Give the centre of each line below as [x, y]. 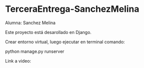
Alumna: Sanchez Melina [30, 23]
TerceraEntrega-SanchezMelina [72, 9]
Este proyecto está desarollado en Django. [48, 32]
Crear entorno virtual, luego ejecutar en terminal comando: [65, 42]
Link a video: [18, 61]
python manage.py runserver [35, 51]
